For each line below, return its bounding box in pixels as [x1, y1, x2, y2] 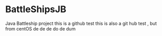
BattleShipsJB [5, 4, 66, 15]
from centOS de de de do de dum [5, 25, 76, 31]
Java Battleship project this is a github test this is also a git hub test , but [5, 20, 157, 26]
